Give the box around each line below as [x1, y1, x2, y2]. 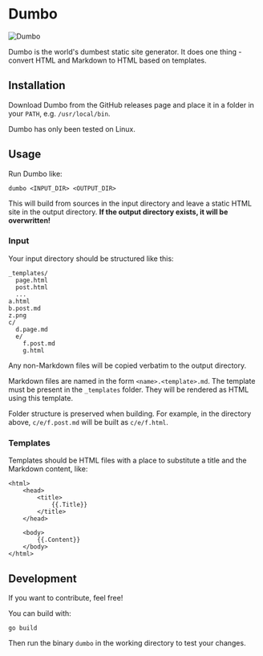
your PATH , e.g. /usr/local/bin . [8, 108, 111, 118]
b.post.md [8, 304, 42, 312]
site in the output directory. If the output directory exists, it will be [8, 206, 229, 217]
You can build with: [8, 608, 72, 618]
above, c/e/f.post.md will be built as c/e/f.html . [8, 417, 168, 426]
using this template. [8, 393, 74, 402]
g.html [22, 346, 45, 354]
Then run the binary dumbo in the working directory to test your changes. [8, 638, 246, 647]
